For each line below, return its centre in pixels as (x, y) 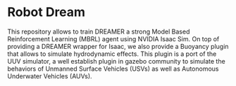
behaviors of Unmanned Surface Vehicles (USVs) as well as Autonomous (113, 69)
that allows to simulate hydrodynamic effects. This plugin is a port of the (112, 54)
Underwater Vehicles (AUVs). (50, 76)
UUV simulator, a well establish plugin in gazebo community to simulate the (116, 61)
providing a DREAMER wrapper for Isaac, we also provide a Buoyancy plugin (118, 46)
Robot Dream (46, 12)
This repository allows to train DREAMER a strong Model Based (99, 31)
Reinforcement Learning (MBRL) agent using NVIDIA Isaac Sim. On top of (113, 38)
